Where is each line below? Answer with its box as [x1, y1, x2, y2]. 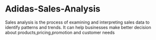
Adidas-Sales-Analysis [5, 3, 101, 14]
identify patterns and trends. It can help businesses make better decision [5, 24, 152, 30]
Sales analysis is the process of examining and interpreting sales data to [5, 19, 150, 25]
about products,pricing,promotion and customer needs [5, 29, 115, 35]
